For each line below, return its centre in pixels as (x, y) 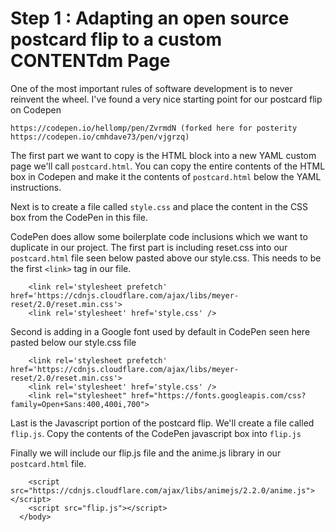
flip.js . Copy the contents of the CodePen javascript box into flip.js (156, 433)
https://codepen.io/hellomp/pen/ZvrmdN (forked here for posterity (154, 128)
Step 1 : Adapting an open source (150, 18)
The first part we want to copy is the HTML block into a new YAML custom (163, 155)
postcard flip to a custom (116, 39)
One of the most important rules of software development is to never (151, 88)
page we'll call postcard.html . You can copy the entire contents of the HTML (168, 166)
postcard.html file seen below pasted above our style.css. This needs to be (166, 258)
